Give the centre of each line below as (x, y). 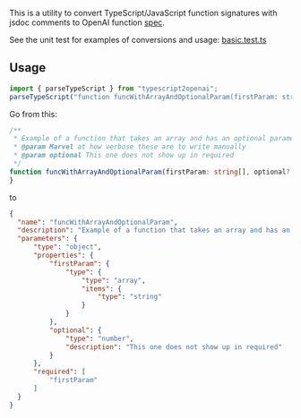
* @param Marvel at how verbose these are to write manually (129, 147)
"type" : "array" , (113, 280)
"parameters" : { (47, 239)
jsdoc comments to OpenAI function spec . (87, 22)
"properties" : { (63, 256)
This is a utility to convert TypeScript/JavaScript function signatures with (143, 13)
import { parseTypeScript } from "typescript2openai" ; (114, 89)
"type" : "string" (130, 297)
